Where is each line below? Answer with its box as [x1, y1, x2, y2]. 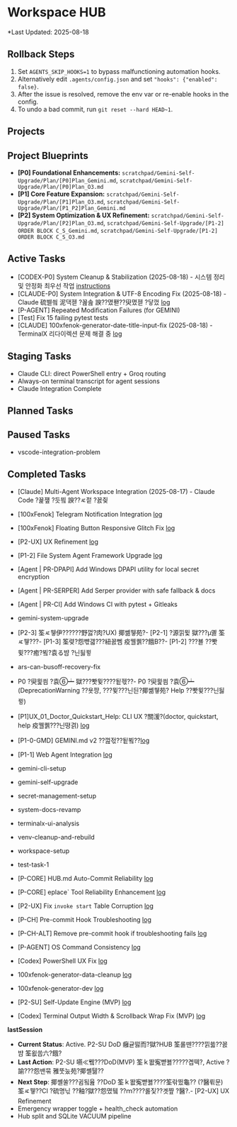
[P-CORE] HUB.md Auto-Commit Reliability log [17, 874, 154, 882]
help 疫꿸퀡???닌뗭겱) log [17, 721, 90, 730]
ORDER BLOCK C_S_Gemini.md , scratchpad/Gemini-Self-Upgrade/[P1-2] [17, 226, 218, 234]
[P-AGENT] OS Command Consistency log [17, 942, 141, 951]
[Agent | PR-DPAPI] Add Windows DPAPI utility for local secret [17, 565, 200, 573]
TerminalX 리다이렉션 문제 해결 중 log [17, 329, 122, 338]
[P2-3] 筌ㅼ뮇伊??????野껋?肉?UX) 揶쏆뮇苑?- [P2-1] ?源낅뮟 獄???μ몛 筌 [17, 628, 225, 637]
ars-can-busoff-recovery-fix [17, 662, 101, 671]
